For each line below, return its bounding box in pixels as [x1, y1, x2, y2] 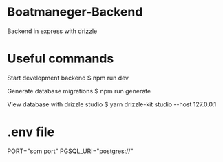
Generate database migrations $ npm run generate [7, 86, 151, 95]
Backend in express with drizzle [7, 27, 98, 35]
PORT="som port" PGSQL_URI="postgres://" [7, 147, 134, 155]
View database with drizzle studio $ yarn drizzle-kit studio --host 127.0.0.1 [7, 100, 217, 108]
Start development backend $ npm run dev [7, 73, 129, 82]
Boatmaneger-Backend [7, 4, 143, 20]
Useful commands [7, 51, 114, 67]
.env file [7, 124, 55, 140]
